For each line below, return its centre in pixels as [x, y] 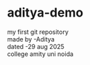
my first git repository [38, 32]
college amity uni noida [40, 54]
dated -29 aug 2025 [36, 46]
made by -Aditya [31, 39]
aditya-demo [45, 13]
